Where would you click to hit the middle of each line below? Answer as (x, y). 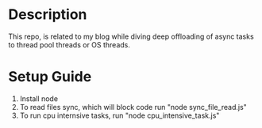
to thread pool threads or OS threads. (69, 44)
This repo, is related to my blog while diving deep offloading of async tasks (131, 36)
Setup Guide (50, 77)
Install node (39, 98)
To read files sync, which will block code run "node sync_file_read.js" (133, 107)
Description (48, 15)
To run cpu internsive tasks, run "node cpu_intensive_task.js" (119, 115)
